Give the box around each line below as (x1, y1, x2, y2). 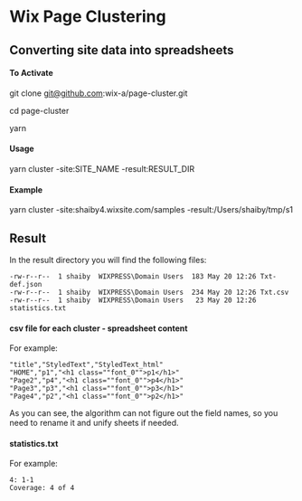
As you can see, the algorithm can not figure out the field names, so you (9, 408, 278, 419)
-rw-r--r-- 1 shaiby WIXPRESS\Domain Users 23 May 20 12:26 (9, 296, 257, 305)
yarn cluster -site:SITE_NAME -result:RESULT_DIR (9, 163, 195, 174)
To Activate (9, 68, 54, 79)
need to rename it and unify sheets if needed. (9, 418, 179, 429)
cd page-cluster (9, 105, 70, 116)
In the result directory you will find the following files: (9, 255, 207, 265)
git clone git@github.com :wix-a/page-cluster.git (9, 88, 188, 99)
